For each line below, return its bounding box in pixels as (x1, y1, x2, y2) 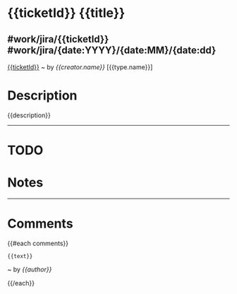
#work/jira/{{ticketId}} (7, 33, 109, 45)
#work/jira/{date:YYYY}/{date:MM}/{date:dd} (7, 44, 217, 56)
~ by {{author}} (7, 265, 52, 274)
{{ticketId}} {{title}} (7, 5, 126, 21)
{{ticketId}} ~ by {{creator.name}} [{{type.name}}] (7, 63, 153, 71)
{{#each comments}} (7, 239, 69, 247)
